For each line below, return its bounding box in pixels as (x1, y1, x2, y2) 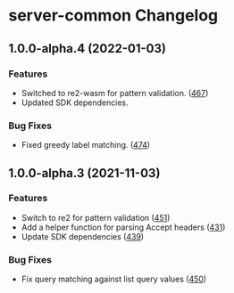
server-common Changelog (8, 5, 219, 26)
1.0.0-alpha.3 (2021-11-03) (8, 166, 161, 181)
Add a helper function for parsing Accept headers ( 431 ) (21, 222, 226, 232)
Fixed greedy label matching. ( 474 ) (21, 140, 151, 151)
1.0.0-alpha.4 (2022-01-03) (8, 41, 167, 56)
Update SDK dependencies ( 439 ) (21, 231, 145, 241)
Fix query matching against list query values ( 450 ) (21, 273, 207, 285)
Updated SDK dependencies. (21, 97, 129, 108)
